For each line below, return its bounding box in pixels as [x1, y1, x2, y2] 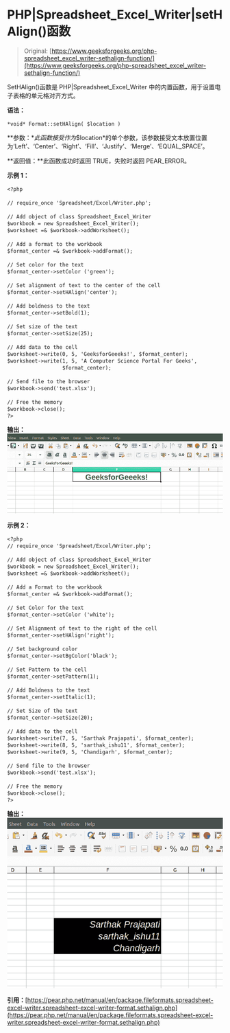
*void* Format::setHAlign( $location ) [7, 120, 121, 127]
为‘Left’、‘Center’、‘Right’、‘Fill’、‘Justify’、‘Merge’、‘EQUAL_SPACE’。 [7, 141, 209, 150]
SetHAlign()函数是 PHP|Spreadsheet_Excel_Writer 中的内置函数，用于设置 [7, 82, 215, 91]
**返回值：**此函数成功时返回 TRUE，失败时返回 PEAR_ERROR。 [7, 157, 190, 165]
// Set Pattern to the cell [7, 666, 88, 673]
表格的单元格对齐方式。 [12, 91, 79, 100]
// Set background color [7, 646, 78, 652]
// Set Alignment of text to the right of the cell [7, 625, 157, 632]
